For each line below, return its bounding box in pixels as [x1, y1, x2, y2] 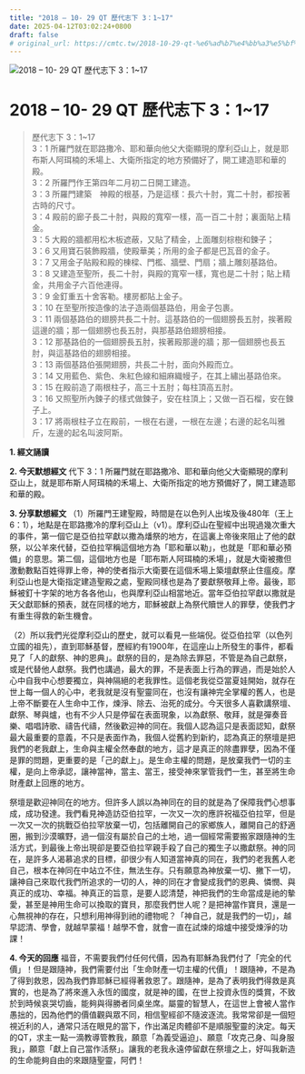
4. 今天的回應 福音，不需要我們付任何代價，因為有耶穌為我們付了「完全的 [9, 952, 284, 964]
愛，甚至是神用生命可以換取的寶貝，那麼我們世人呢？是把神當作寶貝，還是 [9, 899, 288, 910]
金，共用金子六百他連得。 [31, 279, 128, 291]
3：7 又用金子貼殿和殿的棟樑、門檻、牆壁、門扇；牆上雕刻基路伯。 [31, 256, 283, 268]
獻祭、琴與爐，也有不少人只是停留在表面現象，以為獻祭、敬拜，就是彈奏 [9, 709, 280, 720]
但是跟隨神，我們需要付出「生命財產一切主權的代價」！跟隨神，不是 [33, 964, 288, 975]
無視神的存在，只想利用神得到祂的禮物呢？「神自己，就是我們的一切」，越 [16, 910, 292, 921]
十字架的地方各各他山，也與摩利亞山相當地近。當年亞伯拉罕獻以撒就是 [33, 587, 296, 598]
